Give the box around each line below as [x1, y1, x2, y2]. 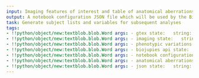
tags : [6, 25, 20, 31]
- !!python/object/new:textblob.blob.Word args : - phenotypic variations [6, 42, 192, 48]
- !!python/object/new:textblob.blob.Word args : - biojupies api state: [6, 47, 190, 53]
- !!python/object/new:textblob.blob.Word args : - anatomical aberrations [6, 57, 195, 63]
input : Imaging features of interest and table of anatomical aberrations [6, 8, 195, 15]
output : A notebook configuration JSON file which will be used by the [6, 14, 187, 20]
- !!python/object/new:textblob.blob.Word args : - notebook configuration [6, 52, 195, 58]
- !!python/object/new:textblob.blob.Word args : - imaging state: [6, 36, 174, 42]
